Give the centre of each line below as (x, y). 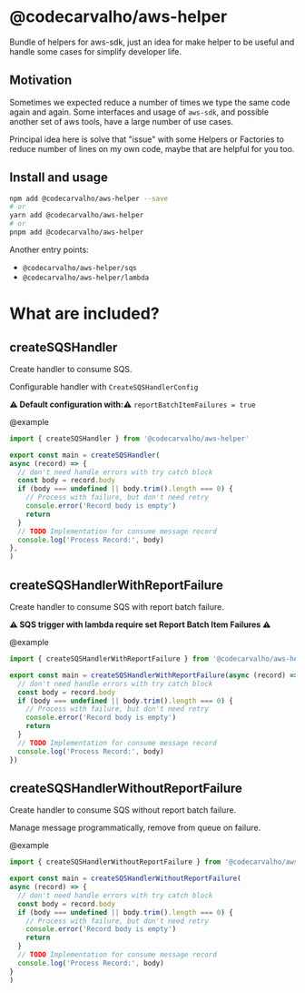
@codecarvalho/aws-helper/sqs (80, 268)
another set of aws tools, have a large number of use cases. (122, 121)
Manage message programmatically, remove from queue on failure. (135, 828)
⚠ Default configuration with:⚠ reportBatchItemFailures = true (133, 404)
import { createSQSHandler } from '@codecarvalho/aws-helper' (129, 439)
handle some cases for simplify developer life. (95, 51)
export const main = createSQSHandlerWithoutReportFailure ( (126, 879)
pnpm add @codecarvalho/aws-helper (77, 233)
